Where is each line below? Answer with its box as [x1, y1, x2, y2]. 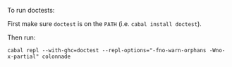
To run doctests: [7, 6, 55, 14]
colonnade [42, 53, 71, 60]
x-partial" [7, 53, 39, 60]
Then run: [7, 33, 36, 42]
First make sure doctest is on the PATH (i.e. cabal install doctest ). [7, 20, 202, 28]
